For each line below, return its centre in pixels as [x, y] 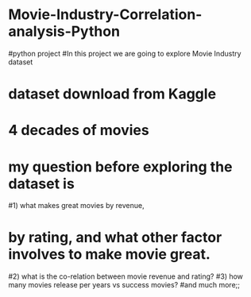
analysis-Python [64, 31]
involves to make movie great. [109, 255]
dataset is [42, 183]
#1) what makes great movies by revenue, [76, 206]
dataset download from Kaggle [112, 94]
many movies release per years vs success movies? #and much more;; [124, 285]
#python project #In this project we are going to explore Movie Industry [125, 53]
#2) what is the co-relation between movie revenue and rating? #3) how [126, 276]
